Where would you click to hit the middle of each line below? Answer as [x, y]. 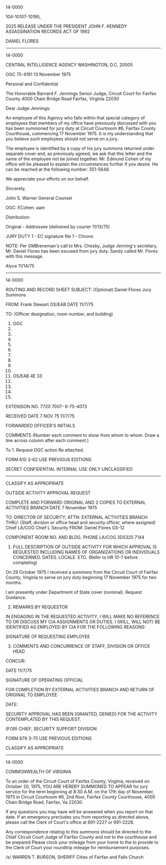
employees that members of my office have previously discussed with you [81, 123]
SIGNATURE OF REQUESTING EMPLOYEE [48, 637]
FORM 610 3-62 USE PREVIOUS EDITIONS [49, 459]
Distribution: [18, 217]
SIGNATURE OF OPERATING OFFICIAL [44, 680]
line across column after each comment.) [47, 440]
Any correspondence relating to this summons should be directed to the [79, 832]
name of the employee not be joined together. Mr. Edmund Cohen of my [79, 159]
